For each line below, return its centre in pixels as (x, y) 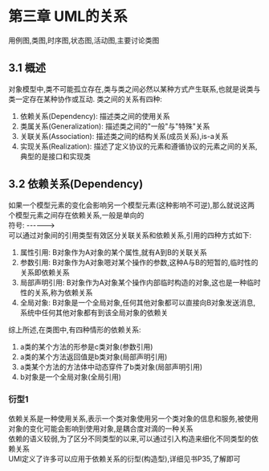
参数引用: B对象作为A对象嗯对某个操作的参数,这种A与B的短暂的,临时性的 (139, 262)
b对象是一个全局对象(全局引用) (71, 377)
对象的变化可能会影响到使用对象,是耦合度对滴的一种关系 (101, 428)
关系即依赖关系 (45, 272)
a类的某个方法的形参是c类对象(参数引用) (86, 346)
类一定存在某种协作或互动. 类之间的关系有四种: (86, 99)
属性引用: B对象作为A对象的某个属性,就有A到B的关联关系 (113, 252)
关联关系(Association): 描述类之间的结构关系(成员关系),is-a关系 (124, 136)
